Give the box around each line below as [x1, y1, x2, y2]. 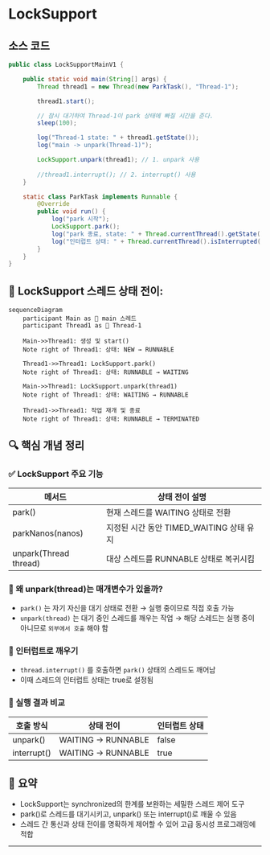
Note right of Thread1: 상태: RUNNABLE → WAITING [22, 368, 189, 376]
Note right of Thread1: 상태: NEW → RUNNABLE [22, 346, 174, 354]
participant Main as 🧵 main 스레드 [22, 314, 137, 323]
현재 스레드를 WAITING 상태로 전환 [105, 507, 231, 518]
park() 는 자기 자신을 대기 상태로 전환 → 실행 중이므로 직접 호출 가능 [19, 603, 235, 613]
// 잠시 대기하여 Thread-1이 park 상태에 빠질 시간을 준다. [37, 112, 214, 120]
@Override [37, 200, 70, 208]
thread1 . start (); [37, 97, 95, 105]
